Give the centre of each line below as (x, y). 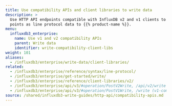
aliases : (15, 57)
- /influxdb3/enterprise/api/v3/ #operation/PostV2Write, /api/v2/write (88, 86)
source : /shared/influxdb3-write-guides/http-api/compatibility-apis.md (84, 95)
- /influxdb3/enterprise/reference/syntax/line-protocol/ (73, 72)
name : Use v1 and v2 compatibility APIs (58, 39)
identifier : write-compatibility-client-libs (64, 48)
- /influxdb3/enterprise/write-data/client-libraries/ (70, 62)
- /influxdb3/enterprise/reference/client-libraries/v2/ (72, 81)
